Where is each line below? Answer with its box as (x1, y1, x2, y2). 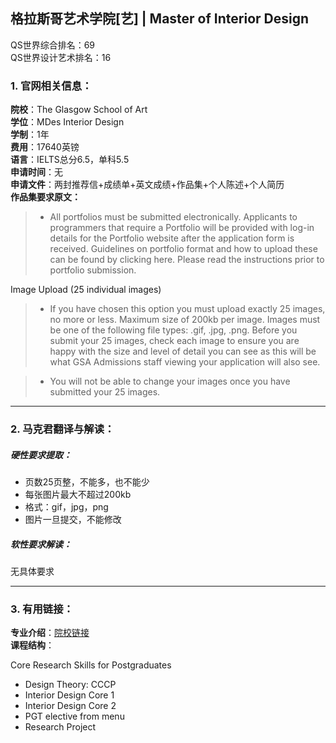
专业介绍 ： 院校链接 (10, 627, 90, 639)
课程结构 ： (10, 639, 55, 651)
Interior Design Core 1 (24, 689, 115, 701)
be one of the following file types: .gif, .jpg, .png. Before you (49, 324, 298, 336)
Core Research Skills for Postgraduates (10, 659, 172, 671)
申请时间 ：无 (10, 166, 63, 178)
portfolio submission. (49, 264, 137, 276)
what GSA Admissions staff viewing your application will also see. (49, 356, 321, 368)
